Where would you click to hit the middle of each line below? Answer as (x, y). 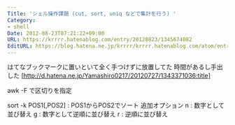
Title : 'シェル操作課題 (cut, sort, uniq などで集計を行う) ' (92, 14)
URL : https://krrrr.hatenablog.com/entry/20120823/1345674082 (100, 40)
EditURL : (20, 46)
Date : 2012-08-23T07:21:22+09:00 (56, 33)
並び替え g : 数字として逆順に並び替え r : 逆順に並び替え (88, 114)
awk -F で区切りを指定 (40, 90)
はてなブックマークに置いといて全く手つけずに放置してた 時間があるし (109, 67)
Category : (22, 20)
